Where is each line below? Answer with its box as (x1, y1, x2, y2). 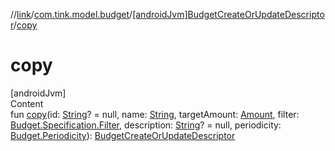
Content (10, 97, 44, 109)
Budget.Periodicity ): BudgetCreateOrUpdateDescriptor (10, 129, 236, 141)
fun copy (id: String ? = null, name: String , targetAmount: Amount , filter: (10, 108, 300, 120)
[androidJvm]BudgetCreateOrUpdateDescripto (132, 9, 325, 20)
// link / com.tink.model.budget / (10, 9, 133, 20)
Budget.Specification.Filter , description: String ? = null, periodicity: (10, 119, 282, 131)
